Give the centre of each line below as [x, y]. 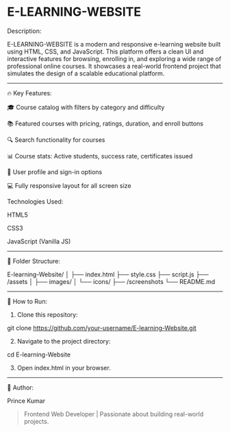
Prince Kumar [26, 400]
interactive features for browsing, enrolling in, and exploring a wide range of [114, 58]
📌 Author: [21, 387]
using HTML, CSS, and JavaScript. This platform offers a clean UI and [105, 51]
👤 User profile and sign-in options [55, 171]
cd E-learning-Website [39, 355]
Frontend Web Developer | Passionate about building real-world [114, 414]
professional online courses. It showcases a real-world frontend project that [114, 66]
